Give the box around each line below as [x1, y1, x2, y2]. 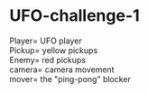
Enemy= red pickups [9, 54, 87, 65]
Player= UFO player [9, 35, 83, 46]
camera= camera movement [9, 64, 115, 75]
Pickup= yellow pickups [9, 44, 98, 55]
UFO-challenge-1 [9, 5, 140, 26]
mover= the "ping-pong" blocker [9, 73, 131, 84]
